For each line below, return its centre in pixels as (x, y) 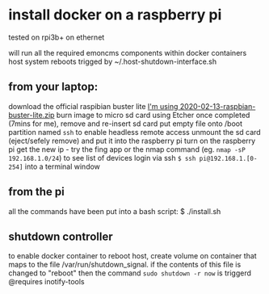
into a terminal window (63, 166)
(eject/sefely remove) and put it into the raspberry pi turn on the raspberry (132, 141)
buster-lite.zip (32, 115)
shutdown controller (61, 236)
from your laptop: (53, 87)
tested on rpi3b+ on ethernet (57, 37)
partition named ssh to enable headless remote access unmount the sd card (134, 132)
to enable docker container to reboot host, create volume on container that (132, 256)
